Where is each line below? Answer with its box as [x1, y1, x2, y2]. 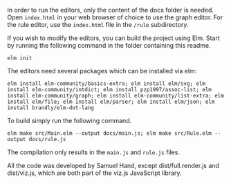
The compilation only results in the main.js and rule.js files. [7, 148, 180, 156]
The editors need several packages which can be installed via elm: [7, 67, 197, 75]
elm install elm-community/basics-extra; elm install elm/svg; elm [7, 80, 206, 87]
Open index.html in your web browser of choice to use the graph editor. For [7, 13, 223, 21]
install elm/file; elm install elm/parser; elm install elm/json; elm [7, 98, 215, 105]
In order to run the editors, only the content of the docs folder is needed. [7, 6, 214, 14]
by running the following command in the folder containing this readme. [7, 42, 211, 49]
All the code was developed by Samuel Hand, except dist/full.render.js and [7, 162, 220, 169]
